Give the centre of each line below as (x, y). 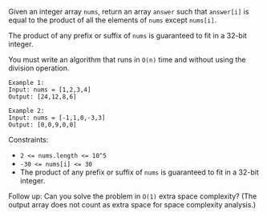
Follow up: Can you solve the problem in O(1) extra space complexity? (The (133, 196)
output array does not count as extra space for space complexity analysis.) (132, 205)
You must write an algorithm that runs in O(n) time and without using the (127, 60)
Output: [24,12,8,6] (43, 97)
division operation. (39, 68)
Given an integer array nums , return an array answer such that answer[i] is (129, 12)
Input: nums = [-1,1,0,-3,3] (57, 118)
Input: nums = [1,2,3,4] (50, 90)
